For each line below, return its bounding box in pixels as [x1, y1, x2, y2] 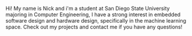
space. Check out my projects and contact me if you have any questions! [5, 23, 183, 30]
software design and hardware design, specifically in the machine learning [5, 17, 187, 24]
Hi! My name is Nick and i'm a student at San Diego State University [5, 5, 170, 12]
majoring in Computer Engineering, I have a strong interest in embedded [5, 11, 181, 18]
